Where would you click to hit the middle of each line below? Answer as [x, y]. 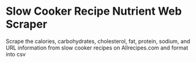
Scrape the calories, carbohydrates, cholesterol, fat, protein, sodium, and [98, 41]
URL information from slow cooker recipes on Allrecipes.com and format [97, 48]
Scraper [26, 24]
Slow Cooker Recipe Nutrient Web [94, 11]
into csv [16, 54]
